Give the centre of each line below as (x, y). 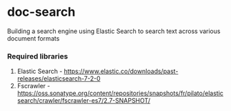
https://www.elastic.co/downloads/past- (121, 71)
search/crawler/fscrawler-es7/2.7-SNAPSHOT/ (83, 101)
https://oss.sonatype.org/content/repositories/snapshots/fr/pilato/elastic (120, 93)
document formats (33, 38)
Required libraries (38, 56)
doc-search (41, 12)
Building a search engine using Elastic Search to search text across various (114, 31)
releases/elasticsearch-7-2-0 (59, 79)
